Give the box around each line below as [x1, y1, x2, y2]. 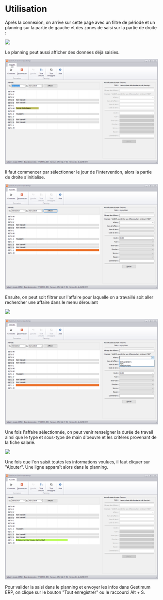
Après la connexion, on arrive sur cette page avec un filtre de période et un [5, 19, 155, 25]
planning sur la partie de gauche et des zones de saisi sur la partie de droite [5, 24, 157, 30]
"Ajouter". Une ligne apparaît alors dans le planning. [5, 464, 108, 470]
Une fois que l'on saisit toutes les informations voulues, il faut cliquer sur [5, 459, 150, 465]
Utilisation [5, 3, 47, 15]
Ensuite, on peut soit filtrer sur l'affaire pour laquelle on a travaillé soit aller [5, 294, 154, 300]
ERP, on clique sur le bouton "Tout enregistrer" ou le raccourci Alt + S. [5, 589, 146, 595]
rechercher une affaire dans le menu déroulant [5, 299, 98, 305]
